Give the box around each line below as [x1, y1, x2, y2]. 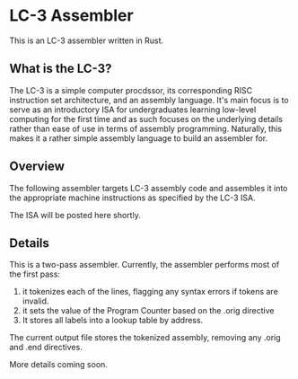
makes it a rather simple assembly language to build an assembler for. [9, 132, 267, 144]
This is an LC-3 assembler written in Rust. [9, 35, 164, 46]
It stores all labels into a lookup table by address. [22, 315, 204, 326]
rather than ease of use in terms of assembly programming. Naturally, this [9, 123, 283, 134]
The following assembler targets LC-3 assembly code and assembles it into [9, 182, 288, 193]
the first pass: [9, 269, 61, 279]
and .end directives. [9, 342, 83, 353]
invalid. [22, 295, 49, 306]
